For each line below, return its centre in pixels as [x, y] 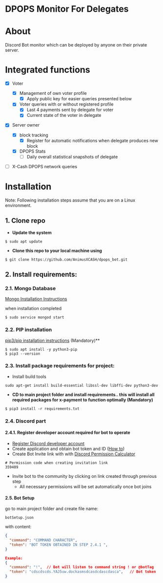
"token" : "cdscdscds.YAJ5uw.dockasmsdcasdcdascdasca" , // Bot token [83, 572]
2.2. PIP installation [29, 330]
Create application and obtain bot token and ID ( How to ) [68, 448]
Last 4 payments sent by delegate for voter [70, 110]
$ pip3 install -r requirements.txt [42, 409]
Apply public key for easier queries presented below [79, 99]
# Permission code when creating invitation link [57, 463]
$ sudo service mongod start [35, 317]
